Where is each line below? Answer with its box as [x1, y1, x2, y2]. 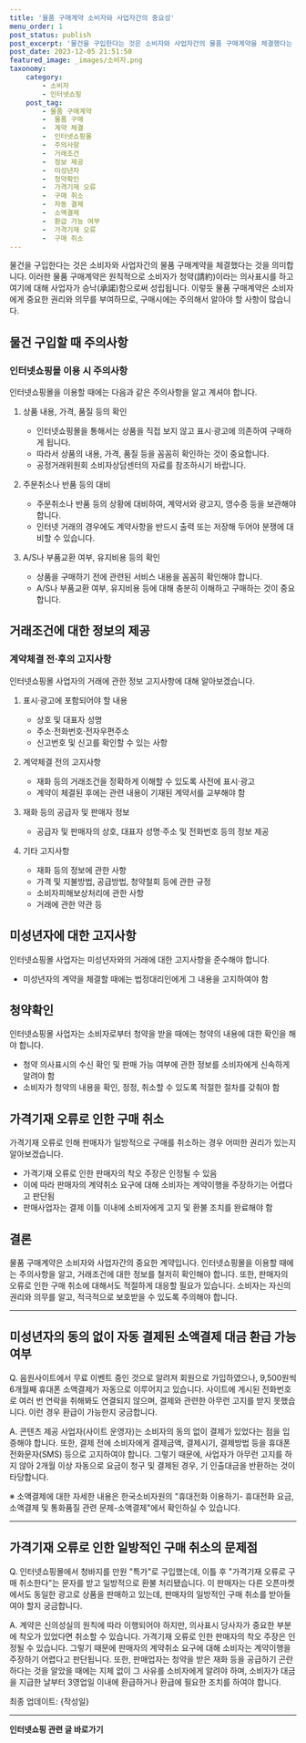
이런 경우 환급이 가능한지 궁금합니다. [28, 1406, 158, 1418]
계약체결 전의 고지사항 [22, 756, 102, 767]
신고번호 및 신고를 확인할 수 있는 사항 [36, 737, 168, 748]
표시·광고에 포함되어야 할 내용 [22, 695, 128, 706]
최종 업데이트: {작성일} [9, 1696, 89, 1707]
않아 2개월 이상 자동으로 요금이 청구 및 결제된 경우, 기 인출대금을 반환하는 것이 [18, 1459, 296, 1470]
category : [25, 73, 64, 82]
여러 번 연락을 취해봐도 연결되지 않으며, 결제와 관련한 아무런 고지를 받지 [18, 1395, 271, 1406]
